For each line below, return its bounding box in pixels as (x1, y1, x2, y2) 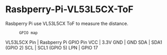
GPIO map (18, 30, 38, 35)
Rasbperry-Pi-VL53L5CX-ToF (5, 4, 134, 15)
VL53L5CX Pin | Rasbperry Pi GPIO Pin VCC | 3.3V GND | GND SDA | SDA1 (5, 39, 162, 45)
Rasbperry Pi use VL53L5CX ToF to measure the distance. (5, 20, 128, 26)
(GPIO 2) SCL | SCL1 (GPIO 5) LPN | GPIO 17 (5, 44, 98, 50)
